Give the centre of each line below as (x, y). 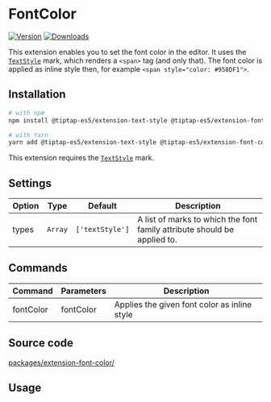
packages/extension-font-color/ (62, 363)
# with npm (27, 113)
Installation (37, 95)
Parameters (84, 291)
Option (26, 206)
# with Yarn (28, 135)
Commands (38, 268)
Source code (41, 343)
